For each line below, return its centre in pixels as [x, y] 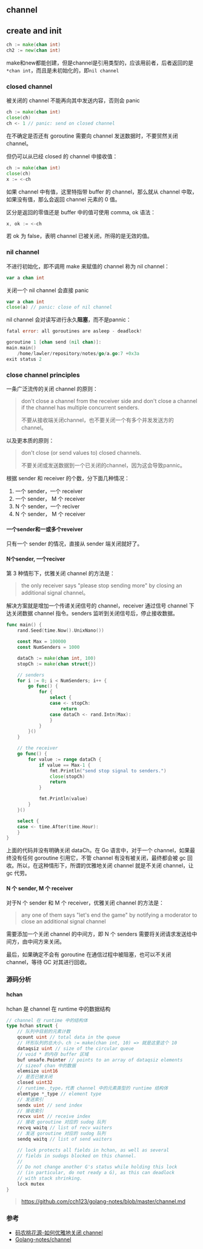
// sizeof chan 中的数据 [47, 1065]
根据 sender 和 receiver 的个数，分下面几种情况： [68, 478]
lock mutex [31, 1184]
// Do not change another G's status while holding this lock [97, 1167]
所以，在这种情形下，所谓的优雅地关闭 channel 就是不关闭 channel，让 [105, 866]
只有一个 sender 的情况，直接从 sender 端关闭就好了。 [75, 544]
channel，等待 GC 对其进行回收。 [48, 962]
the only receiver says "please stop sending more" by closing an [101, 586]
